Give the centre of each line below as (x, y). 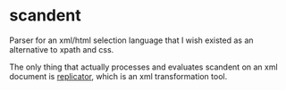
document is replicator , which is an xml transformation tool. (118, 76)
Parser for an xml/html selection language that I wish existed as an (131, 40)
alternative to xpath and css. (62, 49)
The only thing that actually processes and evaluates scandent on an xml (144, 67)
